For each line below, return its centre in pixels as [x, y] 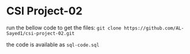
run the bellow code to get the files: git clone [64, 28]
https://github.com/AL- [154, 28]
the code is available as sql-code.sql [53, 44]
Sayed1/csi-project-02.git [40, 33]
